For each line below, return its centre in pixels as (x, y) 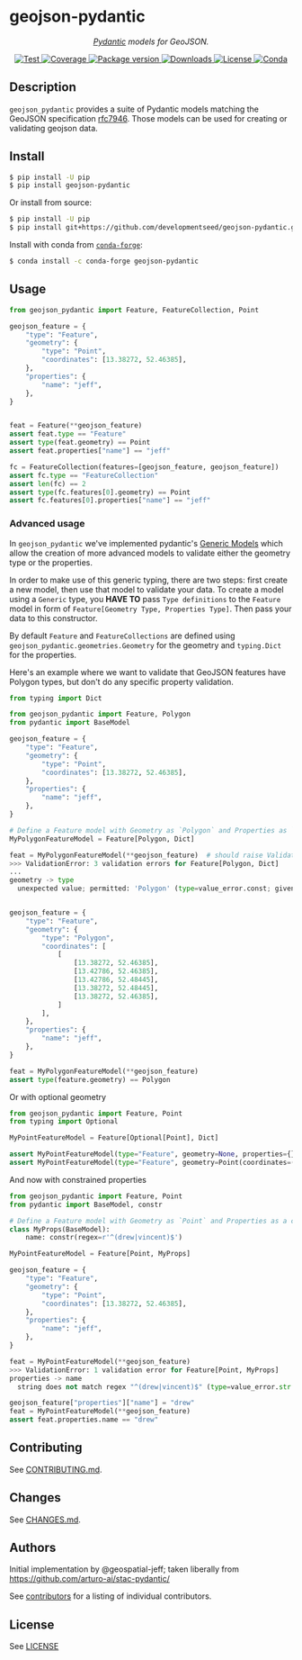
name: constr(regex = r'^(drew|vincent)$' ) (104, 1238)
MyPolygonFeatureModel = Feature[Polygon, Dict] (102, 839)
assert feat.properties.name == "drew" (84, 1420)
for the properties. (43, 654)
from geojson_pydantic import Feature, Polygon (100, 714)
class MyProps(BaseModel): (60, 1229)
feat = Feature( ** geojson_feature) (76, 426)
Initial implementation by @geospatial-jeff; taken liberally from (124, 1569)
